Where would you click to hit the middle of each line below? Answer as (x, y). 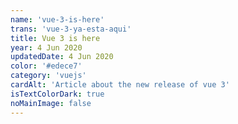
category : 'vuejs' (48, 76)
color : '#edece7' (46, 66)
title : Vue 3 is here (55, 38)
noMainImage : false (51, 103)
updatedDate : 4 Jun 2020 (62, 57)
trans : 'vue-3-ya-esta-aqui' (71, 29)
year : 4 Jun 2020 (46, 47)
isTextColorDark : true (57, 94)
